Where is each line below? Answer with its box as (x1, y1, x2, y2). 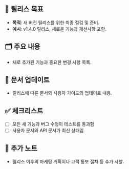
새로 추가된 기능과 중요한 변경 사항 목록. (12, 59, 92, 65)
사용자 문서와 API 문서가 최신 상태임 (12, 128, 84, 134)
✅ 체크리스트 (5, 107, 44, 115)
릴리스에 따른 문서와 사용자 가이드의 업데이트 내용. (12, 90, 112, 96)
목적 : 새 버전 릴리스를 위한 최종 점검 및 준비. (12, 19, 100, 26)
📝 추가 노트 (5, 144, 38, 153)
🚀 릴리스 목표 (5, 5, 44, 14)
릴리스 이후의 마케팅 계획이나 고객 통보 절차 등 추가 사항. (12, 158, 124, 165)
